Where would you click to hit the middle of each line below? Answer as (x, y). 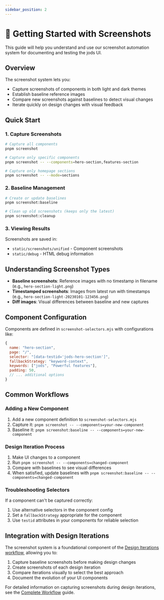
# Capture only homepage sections (40, 171)
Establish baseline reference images (49, 94)
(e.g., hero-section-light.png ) (43, 286)
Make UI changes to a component (46, 457)
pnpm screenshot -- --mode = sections (42, 176)
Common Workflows (37, 395)
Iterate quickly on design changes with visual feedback (68, 105)
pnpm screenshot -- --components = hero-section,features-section (72, 162)
